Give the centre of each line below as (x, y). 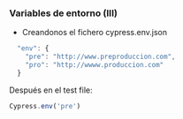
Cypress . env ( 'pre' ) (45, 106)
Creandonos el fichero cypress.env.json (95, 33)
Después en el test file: (51, 90)
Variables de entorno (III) (63, 13)
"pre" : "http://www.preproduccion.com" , (100, 57)
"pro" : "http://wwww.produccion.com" (95, 65)
